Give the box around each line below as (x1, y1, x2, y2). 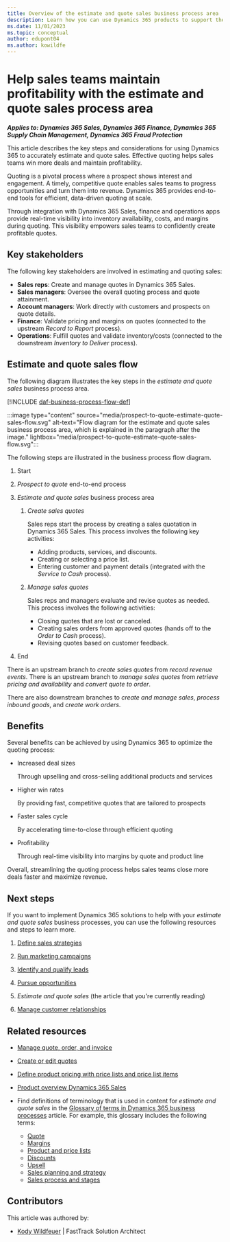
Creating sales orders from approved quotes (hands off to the (37, 624, 212, 632)
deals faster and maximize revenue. (7, 873, 107, 881)
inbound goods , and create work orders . (7, 700, 121, 709)
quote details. (16, 310, 56, 318)
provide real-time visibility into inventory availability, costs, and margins (7, 214, 209, 222)
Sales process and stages (27, 1175, 101, 1184)
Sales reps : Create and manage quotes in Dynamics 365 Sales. (16, 280, 196, 288)
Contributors (7, 1195, 64, 1207)
